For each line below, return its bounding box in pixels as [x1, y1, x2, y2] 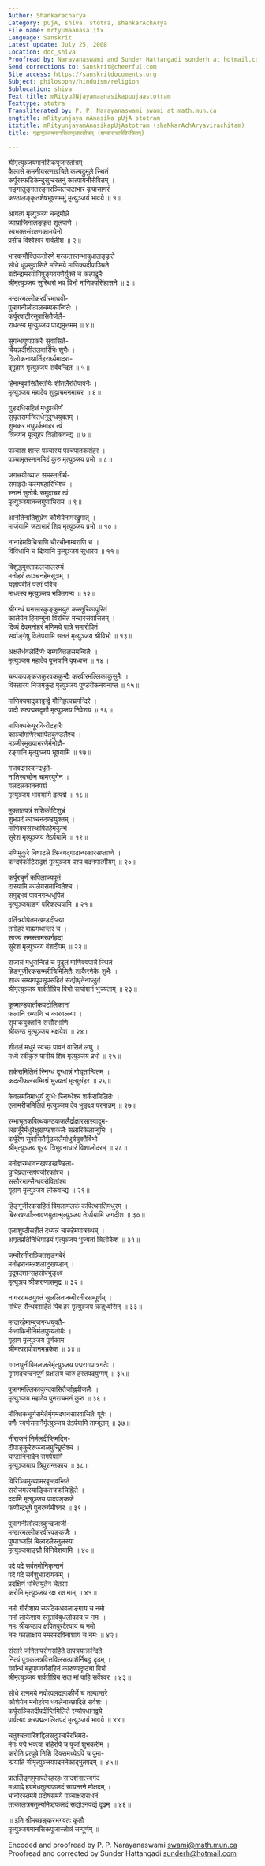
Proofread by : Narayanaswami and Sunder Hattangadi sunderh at [8, 56, 221, 64]
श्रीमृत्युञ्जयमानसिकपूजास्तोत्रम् [8, 157, 83, 166]
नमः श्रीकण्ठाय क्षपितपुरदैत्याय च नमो [8, 1621, 95, 1630]
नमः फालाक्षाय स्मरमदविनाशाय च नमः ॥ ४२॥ [8, 1630, 119, 1640]
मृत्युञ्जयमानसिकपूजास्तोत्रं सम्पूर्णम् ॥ [8, 1824, 100, 1834]
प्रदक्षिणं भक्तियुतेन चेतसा [8, 1579, 69, 1588]
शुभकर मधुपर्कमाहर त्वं [8, 421, 63, 430]
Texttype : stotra [8, 99, 65, 107]
